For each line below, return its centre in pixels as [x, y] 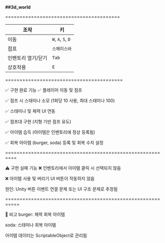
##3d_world [18, 7]
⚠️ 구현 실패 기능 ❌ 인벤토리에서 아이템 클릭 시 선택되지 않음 [63, 168]
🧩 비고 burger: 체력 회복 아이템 [35, 214]
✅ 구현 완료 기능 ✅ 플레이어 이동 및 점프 [44, 90]
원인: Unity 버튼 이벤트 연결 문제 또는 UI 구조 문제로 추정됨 [61, 189]
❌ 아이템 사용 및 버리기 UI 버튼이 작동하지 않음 [50, 178]
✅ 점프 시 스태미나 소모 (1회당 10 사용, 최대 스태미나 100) [60, 100]
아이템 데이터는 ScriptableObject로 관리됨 [46, 235]
